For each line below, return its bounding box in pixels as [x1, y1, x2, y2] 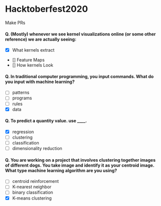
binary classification [12, 189, 53, 195]
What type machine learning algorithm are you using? [5, 167, 117, 173]
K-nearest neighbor [12, 184, 52, 190]
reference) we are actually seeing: [5, 36, 77, 42]
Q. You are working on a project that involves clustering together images [5, 157, 156, 163]
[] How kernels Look [12, 62, 54, 68]
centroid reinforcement [12, 178, 59, 184]
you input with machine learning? [5, 79, 75, 85]
